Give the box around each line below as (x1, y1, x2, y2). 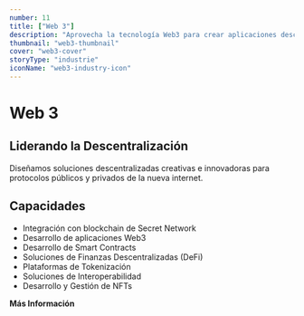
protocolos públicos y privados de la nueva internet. (9, 172, 204, 183)
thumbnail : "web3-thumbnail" (9, 38, 119, 48)
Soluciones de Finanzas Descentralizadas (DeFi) (22, 251, 204, 263)
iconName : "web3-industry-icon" (9, 64, 131, 73)
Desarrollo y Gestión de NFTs (22, 280, 133, 291)
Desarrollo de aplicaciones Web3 (22, 232, 147, 243)
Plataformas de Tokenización (22, 261, 131, 272)
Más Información (9, 298, 75, 309)
